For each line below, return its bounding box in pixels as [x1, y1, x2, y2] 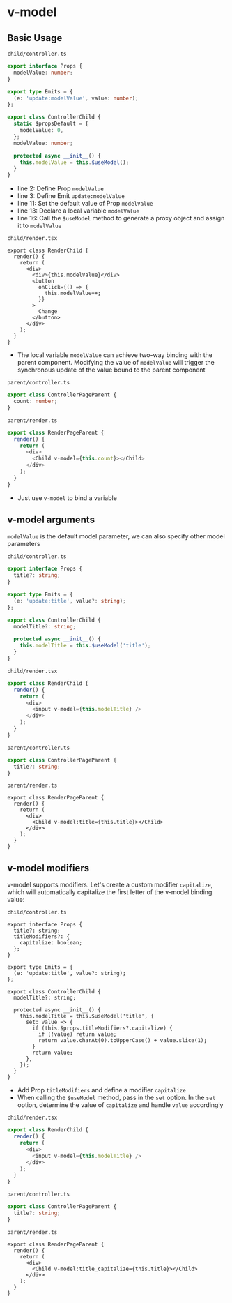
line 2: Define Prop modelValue [17, 184, 105, 193]
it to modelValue [17, 221, 62, 230]
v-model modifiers [7, 862, 90, 874]
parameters [7, 540, 40, 548]
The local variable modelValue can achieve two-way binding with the [17, 351, 212, 359]
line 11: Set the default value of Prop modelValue [17, 199, 153, 208]
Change [38, 308, 58, 315]
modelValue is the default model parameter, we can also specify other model [7, 532, 225, 541]
